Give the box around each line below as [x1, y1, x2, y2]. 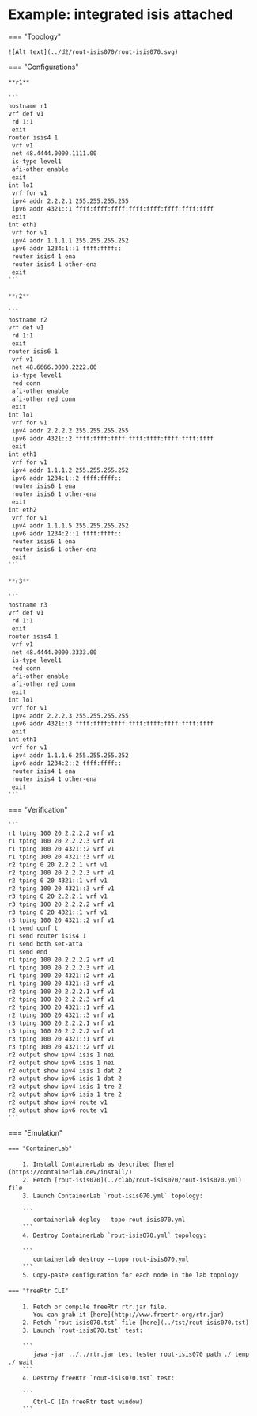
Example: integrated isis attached [8, 6, 233, 24]
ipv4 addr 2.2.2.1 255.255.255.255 [11, 196, 129, 205]
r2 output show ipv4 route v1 [8, 1098, 108, 1106]
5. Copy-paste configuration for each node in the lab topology [22, 1271, 239, 1279]
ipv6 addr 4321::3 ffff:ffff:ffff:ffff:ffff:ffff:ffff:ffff [11, 719, 214, 728]
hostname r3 [8, 600, 47, 609]
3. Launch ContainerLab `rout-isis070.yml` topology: [22, 1192, 203, 1200]
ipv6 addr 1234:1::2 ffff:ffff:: [11, 474, 123, 482]
